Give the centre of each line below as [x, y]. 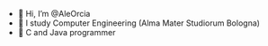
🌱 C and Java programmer [67, 32]
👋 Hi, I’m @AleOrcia [54, 14]
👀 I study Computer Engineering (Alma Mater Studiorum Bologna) [139, 23]
